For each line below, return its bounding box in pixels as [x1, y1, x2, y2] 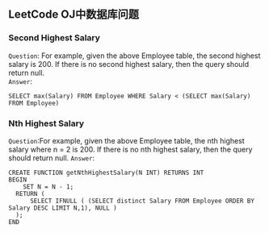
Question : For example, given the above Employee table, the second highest [8, 51, 261, 60]
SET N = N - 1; [23, 182, 74, 191]
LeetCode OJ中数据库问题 [8, 7, 140, 22]
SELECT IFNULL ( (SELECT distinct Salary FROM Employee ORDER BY [29, 197, 254, 205]
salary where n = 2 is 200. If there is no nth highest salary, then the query [8, 144, 253, 154]
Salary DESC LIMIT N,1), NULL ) [8, 204, 117, 212]
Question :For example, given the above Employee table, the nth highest [8, 135, 245, 145]
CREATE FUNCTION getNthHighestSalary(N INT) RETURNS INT [8, 169, 204, 177]
